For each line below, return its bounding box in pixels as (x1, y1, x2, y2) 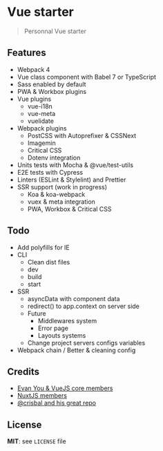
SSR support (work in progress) (17, 182, 108, 191)
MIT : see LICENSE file (7, 437, 67, 445)
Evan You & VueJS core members (17, 384, 113, 392)
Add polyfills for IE (17, 243, 70, 251)
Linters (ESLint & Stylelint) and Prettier (17, 175, 126, 184)
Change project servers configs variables (27, 338, 146, 347)
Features (7, 47, 46, 59)
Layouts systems (37, 331, 86, 339)
